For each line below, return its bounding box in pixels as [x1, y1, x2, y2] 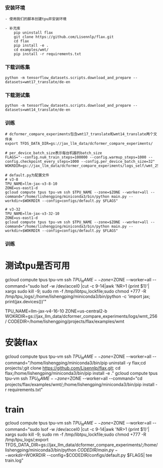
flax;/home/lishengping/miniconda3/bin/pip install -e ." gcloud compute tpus [5, 370, 158, 376]
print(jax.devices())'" [5, 298, 47, 304]
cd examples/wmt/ [14, 47, 49, 52]
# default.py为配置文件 [5, 173, 49, 178]
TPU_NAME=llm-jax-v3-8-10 [5, 181, 57, 186]
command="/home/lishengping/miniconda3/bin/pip [5, 360, 108, 366]
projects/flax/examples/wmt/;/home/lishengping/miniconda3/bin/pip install [5, 382, 155, 388]
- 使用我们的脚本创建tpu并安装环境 [5, 17, 67, 21]
